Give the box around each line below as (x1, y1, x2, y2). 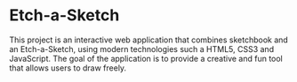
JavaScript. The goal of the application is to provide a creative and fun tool (9, 53, 283, 63)
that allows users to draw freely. (9, 63, 127, 73)
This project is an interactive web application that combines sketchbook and (9, 34, 289, 45)
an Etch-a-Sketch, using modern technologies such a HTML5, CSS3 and (9, 43, 274, 54)
